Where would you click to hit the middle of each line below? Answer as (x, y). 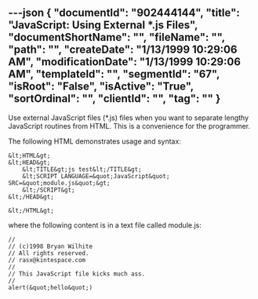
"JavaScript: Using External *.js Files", (103, 26)
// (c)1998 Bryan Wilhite (50, 246)
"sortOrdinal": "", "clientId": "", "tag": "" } (114, 98)
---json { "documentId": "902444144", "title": (124, 13)
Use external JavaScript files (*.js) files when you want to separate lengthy (129, 118)
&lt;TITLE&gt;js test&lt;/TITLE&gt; (82, 169)
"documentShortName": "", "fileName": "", (116, 37)
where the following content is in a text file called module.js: (105, 225)
